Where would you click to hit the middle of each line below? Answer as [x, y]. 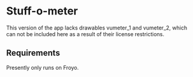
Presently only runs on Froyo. [43, 67]
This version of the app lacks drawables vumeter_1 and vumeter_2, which [97, 28]
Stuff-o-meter [42, 11]
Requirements [33, 53]
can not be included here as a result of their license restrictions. [85, 34]
